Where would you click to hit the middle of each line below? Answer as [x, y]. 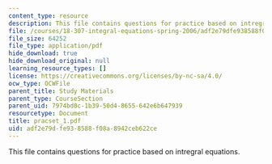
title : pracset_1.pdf [45, 121]
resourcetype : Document [49, 114]
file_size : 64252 [38, 38]
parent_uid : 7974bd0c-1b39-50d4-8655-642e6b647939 [96, 106]
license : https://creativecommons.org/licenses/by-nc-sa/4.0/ [115, 76]
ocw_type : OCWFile [39, 83]
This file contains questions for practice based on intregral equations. [124, 151]
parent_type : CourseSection [56, 99]
